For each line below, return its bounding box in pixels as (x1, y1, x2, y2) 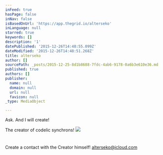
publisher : (5, 76, 28, 81)
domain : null (9, 85, 37, 90)
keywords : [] (5, 35, 32, 40)
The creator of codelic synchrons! (5, 127, 74, 133)
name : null (9, 80, 32, 85)
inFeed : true (5, 7, 32, 12)
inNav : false (5, 16, 32, 21)
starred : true (5, 30, 35, 35)
